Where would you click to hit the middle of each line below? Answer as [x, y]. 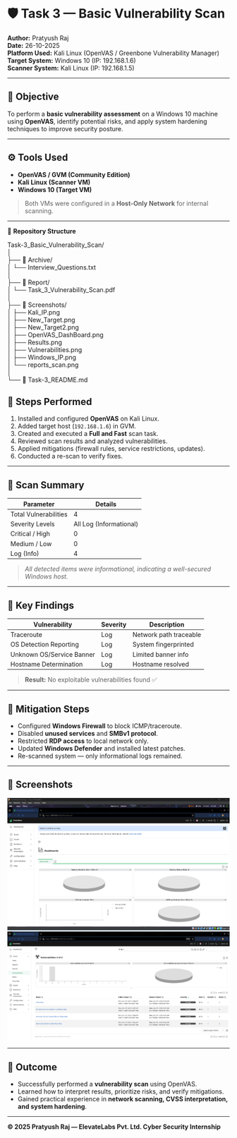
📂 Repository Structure [42, 231]
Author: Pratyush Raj [38, 38]
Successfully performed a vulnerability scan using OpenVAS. [107, 1084]
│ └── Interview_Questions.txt [52, 267]
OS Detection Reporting [44, 644]
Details [106, 504]
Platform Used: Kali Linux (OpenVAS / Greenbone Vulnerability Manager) [114, 53]
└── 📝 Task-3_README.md [48, 380]
